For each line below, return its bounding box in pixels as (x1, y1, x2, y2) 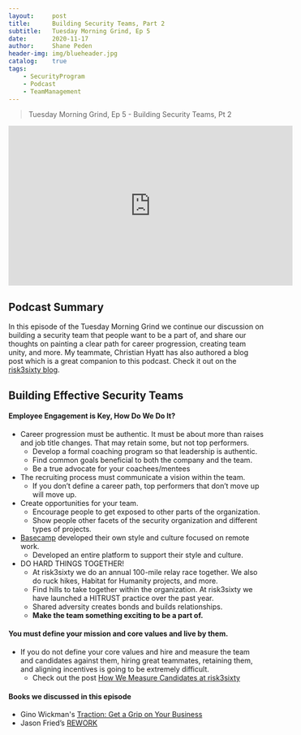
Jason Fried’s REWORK (19, 718, 98, 728)
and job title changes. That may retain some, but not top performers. (19, 438, 250, 447)
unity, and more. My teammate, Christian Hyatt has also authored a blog (8, 348, 249, 357)
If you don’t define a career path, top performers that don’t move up (32, 481, 260, 491)
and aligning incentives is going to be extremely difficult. (19, 664, 209, 674)
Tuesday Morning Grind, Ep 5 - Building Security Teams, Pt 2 (28, 110, 232, 119)
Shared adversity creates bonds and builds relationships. (32, 602, 223, 612)
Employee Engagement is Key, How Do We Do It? (8, 411, 176, 421)
